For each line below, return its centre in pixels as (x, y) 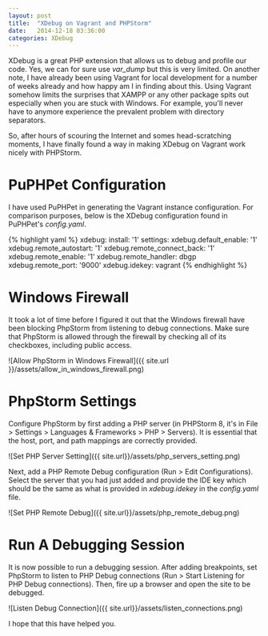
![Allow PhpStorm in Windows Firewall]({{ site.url (89, 361)
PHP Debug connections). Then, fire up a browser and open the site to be (129, 584)
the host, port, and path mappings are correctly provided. (103, 441)
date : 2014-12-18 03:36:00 (57, 30)
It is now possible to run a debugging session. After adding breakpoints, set (133, 567)
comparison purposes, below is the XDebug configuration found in (118, 216)
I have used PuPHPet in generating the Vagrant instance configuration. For (131, 207)
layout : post (30, 16)
